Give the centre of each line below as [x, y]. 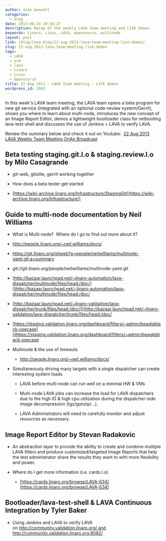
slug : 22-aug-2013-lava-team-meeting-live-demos [56, 47]
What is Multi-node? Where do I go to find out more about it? [75, 234]
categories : [17, 14]
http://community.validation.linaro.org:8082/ [57, 533]
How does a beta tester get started [48, 184]
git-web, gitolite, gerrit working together [53, 174]
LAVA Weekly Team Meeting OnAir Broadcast [51, 139]
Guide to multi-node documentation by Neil [73, 214]
